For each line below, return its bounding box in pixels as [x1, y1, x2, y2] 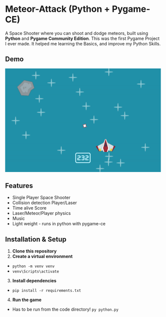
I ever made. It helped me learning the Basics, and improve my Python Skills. [5, 40, 161, 46]
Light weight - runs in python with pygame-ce [12, 221, 106, 227]
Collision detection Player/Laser [12, 200, 78, 206]
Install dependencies [12, 278, 57, 284]
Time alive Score [12, 205, 47, 211]
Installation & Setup [5, 235, 67, 244]
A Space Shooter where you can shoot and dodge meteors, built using [5, 30, 148, 36]
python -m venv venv [12, 264, 55, 269]
